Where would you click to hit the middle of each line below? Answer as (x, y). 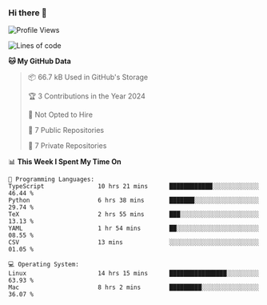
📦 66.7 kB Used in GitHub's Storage (88, 77)
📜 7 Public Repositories (66, 130)
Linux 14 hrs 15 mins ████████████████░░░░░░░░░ (134, 274)
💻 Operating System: (44, 265)
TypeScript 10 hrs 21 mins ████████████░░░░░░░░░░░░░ (134, 187)
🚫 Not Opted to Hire (60, 114)
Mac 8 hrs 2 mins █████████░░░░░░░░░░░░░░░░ (134, 287)
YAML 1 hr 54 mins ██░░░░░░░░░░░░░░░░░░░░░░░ (134, 229)
